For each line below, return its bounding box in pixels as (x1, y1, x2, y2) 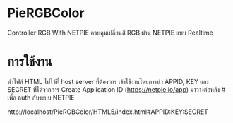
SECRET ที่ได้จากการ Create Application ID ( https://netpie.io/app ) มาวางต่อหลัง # (7, 85, 226, 93)
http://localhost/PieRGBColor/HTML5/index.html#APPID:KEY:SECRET (7, 107, 208, 116)
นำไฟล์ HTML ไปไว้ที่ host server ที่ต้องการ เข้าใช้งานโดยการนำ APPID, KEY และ (7, 77, 210, 86)
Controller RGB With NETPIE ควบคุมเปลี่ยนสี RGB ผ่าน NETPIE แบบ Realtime (7, 28, 213, 37)
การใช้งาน (7, 54, 53, 70)
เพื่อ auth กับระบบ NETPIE (7, 93, 76, 102)
